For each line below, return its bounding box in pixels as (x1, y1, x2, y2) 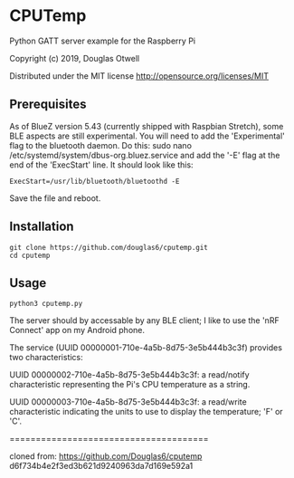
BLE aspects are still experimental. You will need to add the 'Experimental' (9, 130, 285, 141)
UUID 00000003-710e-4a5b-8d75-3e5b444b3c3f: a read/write (9, 397, 247, 407)
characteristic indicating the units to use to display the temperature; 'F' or (9, 406, 283, 417)
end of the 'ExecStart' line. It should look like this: (9, 159, 194, 170)
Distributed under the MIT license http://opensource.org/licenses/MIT (9, 70, 270, 81)
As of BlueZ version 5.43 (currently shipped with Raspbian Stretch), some (9, 120, 284, 131)
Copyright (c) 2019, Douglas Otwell (9, 53, 140, 63)
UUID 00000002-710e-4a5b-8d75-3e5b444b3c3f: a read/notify (9, 369, 251, 380)
